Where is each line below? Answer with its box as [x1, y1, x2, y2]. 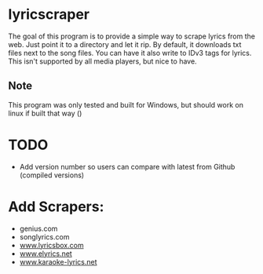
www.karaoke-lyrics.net [19, 257, 97, 266]
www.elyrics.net [19, 249, 72, 258]
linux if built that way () [8, 108, 82, 118]
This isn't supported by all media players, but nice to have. [8, 57, 198, 66]
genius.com [19, 224, 58, 233]
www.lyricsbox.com [19, 240, 84, 250]
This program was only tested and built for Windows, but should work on [8, 100, 243, 109]
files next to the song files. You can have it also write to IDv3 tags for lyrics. [8, 48, 252, 57]
